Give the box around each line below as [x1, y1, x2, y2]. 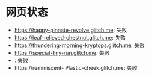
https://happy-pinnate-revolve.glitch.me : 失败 [14, 26, 128, 34]
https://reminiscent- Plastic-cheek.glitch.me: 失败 [14, 64, 138, 71]
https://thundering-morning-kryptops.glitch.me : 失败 [14, 42, 145, 49]
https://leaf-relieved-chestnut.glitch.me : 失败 [14, 34, 126, 41]
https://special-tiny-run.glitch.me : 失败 [14, 49, 110, 56]
